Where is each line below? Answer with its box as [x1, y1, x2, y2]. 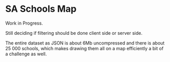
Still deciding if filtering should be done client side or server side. [5, 30, 143, 36]
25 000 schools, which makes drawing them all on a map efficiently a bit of [5, 45, 164, 51]
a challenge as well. [5, 51, 47, 57]
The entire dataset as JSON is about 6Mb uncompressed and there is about [5, 39, 165, 46]
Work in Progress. [5, 20, 44, 26]
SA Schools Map [5, 3, 77, 15]
